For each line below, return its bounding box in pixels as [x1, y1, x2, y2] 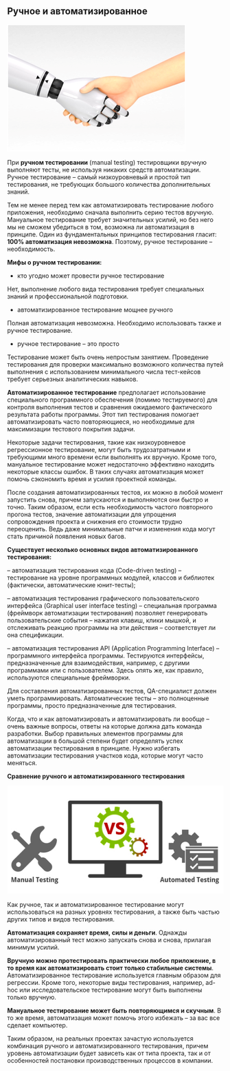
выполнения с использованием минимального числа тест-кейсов [7, 367, 201, 376]
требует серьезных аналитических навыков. [7, 375, 139, 383]
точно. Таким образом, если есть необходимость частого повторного [7, 502, 214, 511]
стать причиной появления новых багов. [7, 532, 126, 540]
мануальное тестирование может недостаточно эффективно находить [7, 460, 215, 468]
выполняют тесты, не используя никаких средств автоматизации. [7, 165, 201, 174]
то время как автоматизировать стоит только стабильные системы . [7, 963, 214, 972]
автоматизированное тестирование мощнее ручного [16, 305, 174, 314]
